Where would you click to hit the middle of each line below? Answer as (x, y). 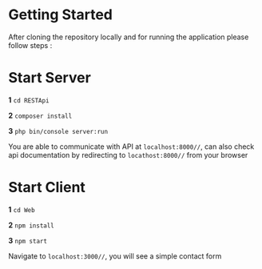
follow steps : (30, 45)
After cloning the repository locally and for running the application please (129, 37)
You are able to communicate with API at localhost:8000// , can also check (131, 147)
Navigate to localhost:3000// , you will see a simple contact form (115, 256)
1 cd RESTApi (29, 100)
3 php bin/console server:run (58, 130)
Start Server (50, 78)
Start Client (47, 188)
